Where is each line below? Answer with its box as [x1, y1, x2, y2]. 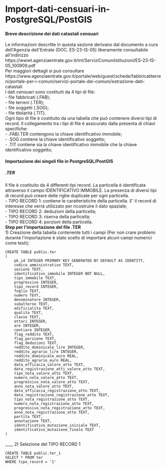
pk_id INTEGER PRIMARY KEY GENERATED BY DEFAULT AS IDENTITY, [14, 258, 145, 263]
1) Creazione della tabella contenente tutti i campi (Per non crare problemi [5, 229, 156, 235]
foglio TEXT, [14, 288, 41, 293]
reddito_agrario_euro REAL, [14, 358, 72, 363]
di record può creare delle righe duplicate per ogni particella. [5, 192, 130, 199]
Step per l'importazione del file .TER [5, 224, 81, 230]
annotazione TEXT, [14, 418, 52, 423]
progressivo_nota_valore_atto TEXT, [14, 379, 90, 384]
